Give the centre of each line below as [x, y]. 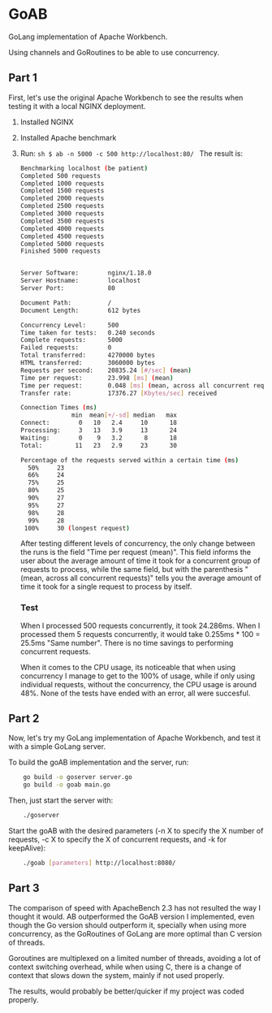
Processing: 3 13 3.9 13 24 [98, 431]
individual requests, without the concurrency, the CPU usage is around [138, 684]
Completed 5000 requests [62, 244]
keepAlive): [27, 848]
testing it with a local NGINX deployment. [77, 106]
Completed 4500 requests [62, 236]
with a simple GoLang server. [57, 747]
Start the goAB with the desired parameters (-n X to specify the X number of [136, 831]
